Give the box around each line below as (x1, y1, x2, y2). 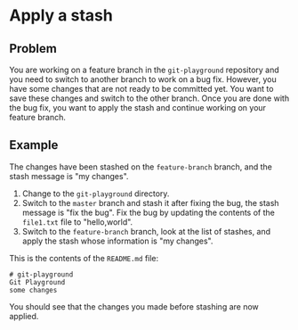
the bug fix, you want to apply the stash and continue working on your (9, 103, 267, 112)
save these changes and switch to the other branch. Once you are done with (9, 93, 290, 103)
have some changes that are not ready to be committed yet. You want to (9, 84, 274, 94)
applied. (9, 310, 39, 321)
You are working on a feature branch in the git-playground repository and (9, 64, 280, 75)
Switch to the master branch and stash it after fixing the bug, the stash (21, 197, 279, 208)
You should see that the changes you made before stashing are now (9, 301, 260, 312)
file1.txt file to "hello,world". (21, 216, 133, 227)
